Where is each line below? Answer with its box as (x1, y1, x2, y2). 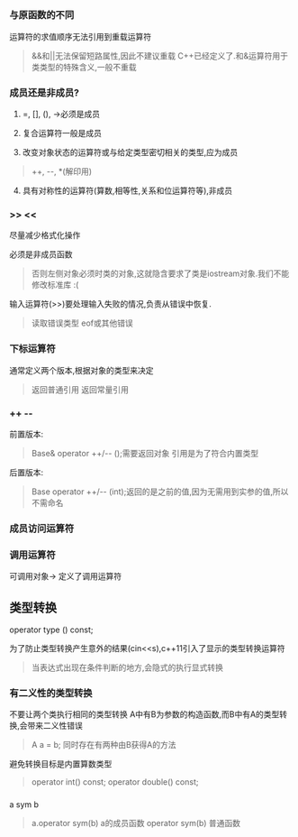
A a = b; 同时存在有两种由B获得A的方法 (31, 740, 176, 750)
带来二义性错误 (27, 721, 84, 731)
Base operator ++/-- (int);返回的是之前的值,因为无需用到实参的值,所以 (31, 486, 289, 497)
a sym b (9, 799, 39, 810)
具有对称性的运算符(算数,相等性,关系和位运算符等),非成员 (22, 185, 233, 197)
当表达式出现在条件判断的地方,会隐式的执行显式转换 (31, 662, 223, 673)
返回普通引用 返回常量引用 (31, 383, 129, 395)
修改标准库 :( (31, 280, 79, 290)
